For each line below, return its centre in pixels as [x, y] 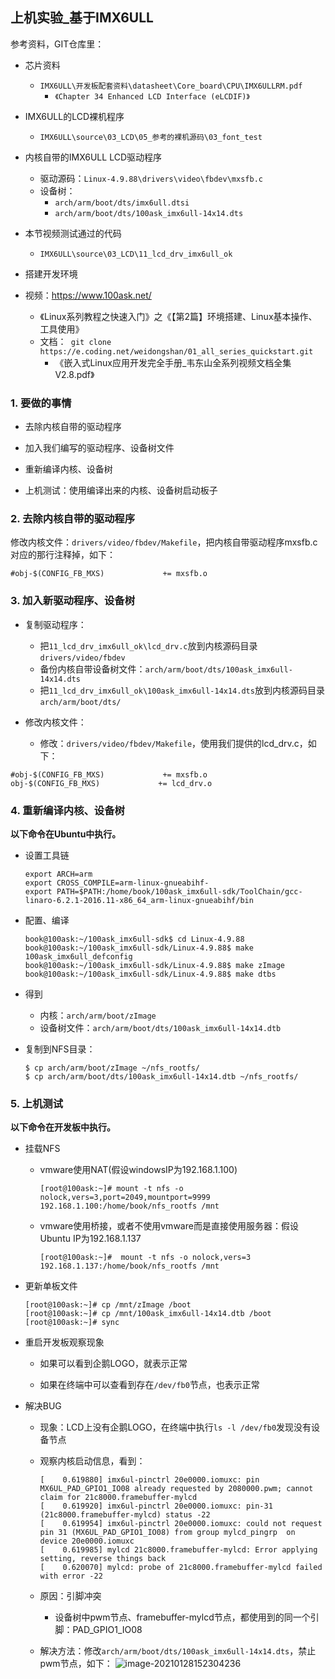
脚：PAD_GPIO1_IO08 [98, 1630]
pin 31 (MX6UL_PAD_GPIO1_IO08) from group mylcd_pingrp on [167, 1533]
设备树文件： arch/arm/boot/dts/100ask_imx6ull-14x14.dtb [160, 1027]
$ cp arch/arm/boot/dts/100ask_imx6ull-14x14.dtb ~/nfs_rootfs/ [161, 1077]
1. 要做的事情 [41, 403]
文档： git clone [75, 341]
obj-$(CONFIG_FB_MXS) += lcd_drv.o [111, 783]
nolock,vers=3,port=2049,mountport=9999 [125, 1198]
